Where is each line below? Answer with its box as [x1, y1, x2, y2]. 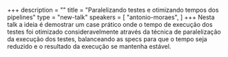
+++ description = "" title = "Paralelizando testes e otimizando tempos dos [7, 6, 219, 14]
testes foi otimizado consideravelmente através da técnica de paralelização [7, 27, 222, 36]
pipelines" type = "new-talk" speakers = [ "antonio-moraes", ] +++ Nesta [7, 13, 215, 21]
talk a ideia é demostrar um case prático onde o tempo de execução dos [7, 21, 213, 28]
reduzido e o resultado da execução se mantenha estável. [7, 43, 172, 50]
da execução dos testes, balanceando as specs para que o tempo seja [7, 35, 208, 43]
